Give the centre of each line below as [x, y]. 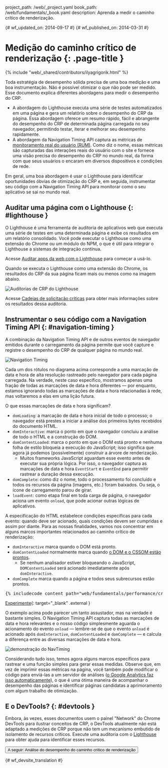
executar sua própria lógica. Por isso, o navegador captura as [83, 463]
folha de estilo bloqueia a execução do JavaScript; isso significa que [83, 447]
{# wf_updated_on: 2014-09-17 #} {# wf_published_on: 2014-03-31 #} [77, 28]
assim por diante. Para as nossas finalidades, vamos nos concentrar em [79, 526]
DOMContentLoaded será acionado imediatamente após [74, 568]
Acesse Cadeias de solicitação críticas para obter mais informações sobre [82, 298]
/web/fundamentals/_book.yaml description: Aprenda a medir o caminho [80, 13]
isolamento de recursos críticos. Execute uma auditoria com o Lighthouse [81, 734]
